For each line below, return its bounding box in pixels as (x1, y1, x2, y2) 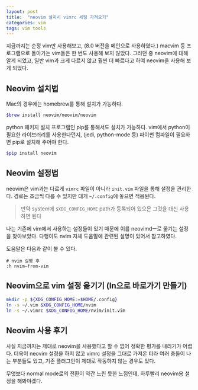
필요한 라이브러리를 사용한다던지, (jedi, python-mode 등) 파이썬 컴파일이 (6, 131, 175, 138)
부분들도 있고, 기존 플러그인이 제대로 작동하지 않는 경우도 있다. (12, 357, 156, 365)
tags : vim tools (6, 25, 46, 31)
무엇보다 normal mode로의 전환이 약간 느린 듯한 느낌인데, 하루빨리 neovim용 (6, 370, 184, 377)
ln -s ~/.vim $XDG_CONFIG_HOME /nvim (6, 302, 96, 308)
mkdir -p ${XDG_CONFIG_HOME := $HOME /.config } (6, 297, 118, 303)
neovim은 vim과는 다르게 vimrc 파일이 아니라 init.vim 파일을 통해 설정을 (6, 185, 176, 192)
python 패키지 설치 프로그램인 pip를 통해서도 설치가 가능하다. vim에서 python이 (6, 123, 190, 130)
